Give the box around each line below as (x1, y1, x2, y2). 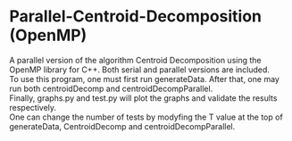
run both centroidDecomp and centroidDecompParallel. (9, 83, 213, 94)
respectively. (9, 102, 56, 112)
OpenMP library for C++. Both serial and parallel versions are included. (9, 64, 271, 75)
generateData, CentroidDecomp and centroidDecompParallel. (9, 120, 236, 131)
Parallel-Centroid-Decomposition (9, 6, 262, 27)
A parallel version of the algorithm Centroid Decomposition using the (9, 54, 262, 65)
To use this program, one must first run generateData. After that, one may (9, 73, 279, 84)
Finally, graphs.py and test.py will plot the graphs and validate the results (9, 92, 278, 104)
